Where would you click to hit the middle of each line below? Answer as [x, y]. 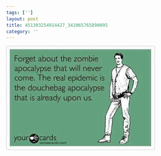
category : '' [22, 32]
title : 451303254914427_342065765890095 [57, 25]
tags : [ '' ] [20, 13]
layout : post [22, 19]
